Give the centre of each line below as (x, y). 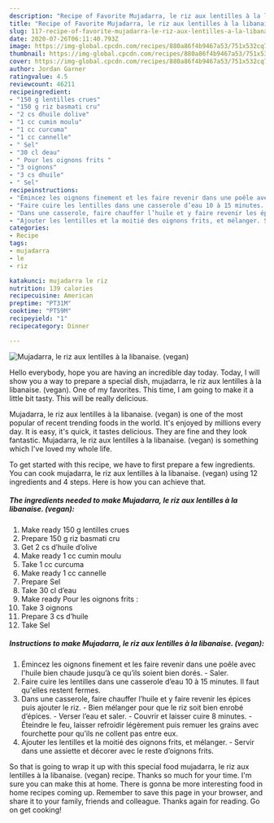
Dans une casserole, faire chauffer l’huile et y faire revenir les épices (136, 698)
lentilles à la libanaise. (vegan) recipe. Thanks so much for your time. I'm (130, 775)
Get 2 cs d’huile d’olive (59, 547)
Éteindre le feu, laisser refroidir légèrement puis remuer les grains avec (140, 724)
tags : (18, 244)
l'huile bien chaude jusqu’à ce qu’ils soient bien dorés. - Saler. (125, 672)
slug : (18, 31)
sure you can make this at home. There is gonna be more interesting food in (136, 784)
